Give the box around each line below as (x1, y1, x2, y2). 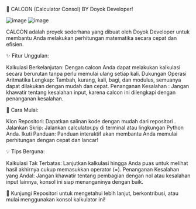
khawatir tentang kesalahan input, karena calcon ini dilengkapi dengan (6, 89, 176, 96)
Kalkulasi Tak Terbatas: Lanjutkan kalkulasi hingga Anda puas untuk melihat (6, 160, 188, 167)
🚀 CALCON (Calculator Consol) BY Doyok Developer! (6, 6, 133, 12)
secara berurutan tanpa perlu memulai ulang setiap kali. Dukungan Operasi (6, 70, 187, 77)
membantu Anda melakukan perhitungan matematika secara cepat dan (6, 35, 177, 41)
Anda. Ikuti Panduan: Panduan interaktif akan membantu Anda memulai (6, 130, 178, 137)
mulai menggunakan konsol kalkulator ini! (6, 196, 106, 203)
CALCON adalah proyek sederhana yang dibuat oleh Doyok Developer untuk (6, 28, 190, 35)
